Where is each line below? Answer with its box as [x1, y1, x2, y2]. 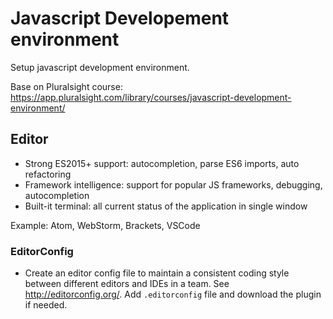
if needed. [24, 299, 68, 311]
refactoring [24, 168, 72, 180]
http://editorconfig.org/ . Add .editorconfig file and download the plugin [24, 288, 322, 301]
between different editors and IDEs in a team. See [24, 278, 230, 290]
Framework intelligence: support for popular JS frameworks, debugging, [24, 178, 323, 191]
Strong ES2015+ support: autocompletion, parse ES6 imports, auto [24, 157, 300, 169]
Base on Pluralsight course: [10, 80, 123, 92]
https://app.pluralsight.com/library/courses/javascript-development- [10, 91, 292, 103]
